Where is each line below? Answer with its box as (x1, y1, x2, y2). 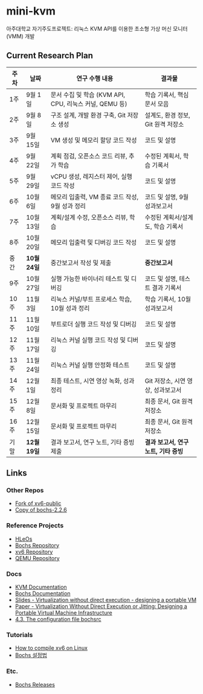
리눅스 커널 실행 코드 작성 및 (50, 335, 126, 344)
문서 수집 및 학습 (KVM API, (50, 90, 126, 99)
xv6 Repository (14, 548, 53, 555)
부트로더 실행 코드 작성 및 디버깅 (50, 320, 137, 328)
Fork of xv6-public (14, 500, 62, 507)
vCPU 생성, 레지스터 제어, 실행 (50, 172, 133, 180)
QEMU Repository (14, 554, 60, 561)
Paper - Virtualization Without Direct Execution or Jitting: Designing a (14, 603, 187, 610)
